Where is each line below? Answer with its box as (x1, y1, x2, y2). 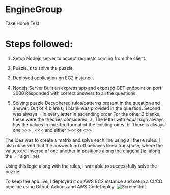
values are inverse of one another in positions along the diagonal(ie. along (5, 148, 160, 154)
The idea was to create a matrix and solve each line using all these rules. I (5, 136, 160, 143)
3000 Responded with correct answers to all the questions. (12, 90, 137, 96)
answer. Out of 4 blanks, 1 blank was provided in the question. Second (12, 105, 160, 112)
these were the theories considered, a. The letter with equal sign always (12, 116, 164, 122)
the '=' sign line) (5, 153, 40, 159)
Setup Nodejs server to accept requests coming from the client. (12, 55, 147, 61)
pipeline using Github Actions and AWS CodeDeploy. (5, 183, 116, 189)
